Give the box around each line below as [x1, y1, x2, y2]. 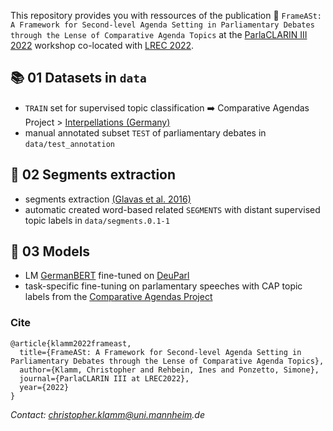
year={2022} [19, 382, 70, 392]
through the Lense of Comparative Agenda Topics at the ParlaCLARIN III [10, 29, 308, 40]
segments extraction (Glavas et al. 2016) [24, 193, 192, 205]
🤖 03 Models [10, 243, 91, 260]
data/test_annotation [24, 139, 115, 149]
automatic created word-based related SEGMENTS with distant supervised [24, 203, 321, 215]
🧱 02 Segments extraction [10, 166, 177, 184]
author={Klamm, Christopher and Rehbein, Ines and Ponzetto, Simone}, [19, 365, 320, 375]
